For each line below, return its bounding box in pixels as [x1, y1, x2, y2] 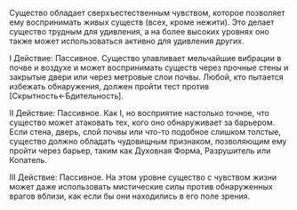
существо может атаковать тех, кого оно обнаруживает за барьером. [9, 117, 276, 128]
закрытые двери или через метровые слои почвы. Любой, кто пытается [9, 72, 285, 82]
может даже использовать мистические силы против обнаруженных [9, 182, 273, 191]
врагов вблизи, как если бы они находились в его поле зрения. [9, 191, 251, 201]
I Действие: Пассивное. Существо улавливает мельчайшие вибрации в [9, 53, 282, 63]
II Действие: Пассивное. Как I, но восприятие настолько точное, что [9, 108, 269, 118]
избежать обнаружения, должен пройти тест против [9, 82, 210, 91]
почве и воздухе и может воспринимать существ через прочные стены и [9, 62, 289, 73]
